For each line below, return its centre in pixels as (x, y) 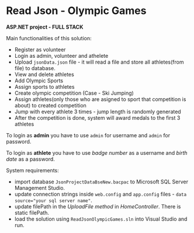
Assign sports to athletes (44, 86)
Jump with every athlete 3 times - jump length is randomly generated (98, 112)
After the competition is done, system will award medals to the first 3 (97, 117)
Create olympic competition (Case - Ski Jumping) (74, 93)
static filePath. (32, 213)
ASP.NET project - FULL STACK (45, 27)
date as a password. (31, 159)
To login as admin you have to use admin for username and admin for (88, 135)
